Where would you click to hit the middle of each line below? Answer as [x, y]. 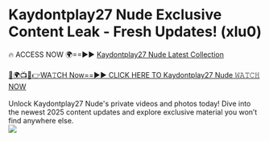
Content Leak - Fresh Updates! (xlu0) [135, 32]
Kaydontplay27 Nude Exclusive [115, 15]
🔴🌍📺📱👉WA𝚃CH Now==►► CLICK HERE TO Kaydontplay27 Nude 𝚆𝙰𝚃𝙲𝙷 [134, 75]
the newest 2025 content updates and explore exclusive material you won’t [133, 112]
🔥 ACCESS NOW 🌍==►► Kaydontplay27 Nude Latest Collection [116, 54]
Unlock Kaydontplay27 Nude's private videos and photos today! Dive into [130, 103]
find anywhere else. [41, 120]
